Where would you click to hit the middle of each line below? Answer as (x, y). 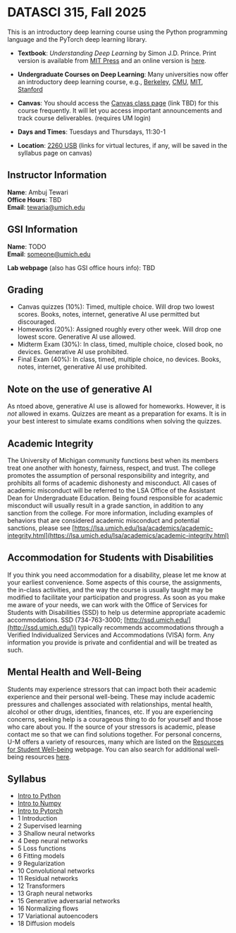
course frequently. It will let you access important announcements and (120, 110)
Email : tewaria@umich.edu (46, 207)
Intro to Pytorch (40, 811)
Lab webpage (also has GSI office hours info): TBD (81, 268)
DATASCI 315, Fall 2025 (77, 12)
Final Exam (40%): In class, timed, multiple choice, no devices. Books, (119, 359)
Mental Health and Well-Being (75, 672)
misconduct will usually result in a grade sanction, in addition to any (106, 505)
